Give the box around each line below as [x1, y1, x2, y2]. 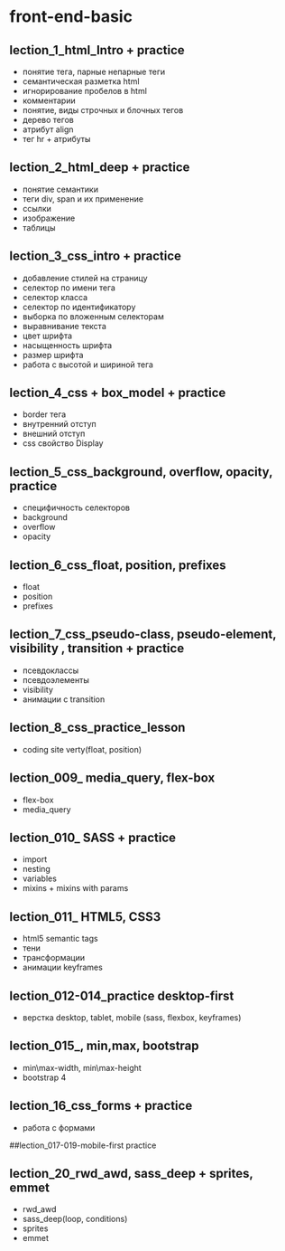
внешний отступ [22, 428, 86, 440]
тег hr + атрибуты [22, 134, 91, 144]
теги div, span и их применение [22, 193, 144, 204]
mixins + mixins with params [22, 883, 129, 894]
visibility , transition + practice [9, 640, 185, 657]
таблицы [22, 222, 56, 232]
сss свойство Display [22, 438, 104, 449]
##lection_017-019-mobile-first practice [9, 1140, 157, 1151]
